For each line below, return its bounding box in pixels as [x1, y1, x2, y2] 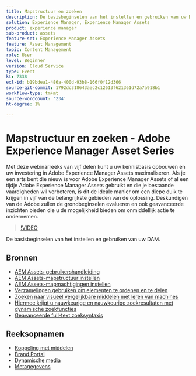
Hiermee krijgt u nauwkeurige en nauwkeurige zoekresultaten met [14, 299, 174, 306]
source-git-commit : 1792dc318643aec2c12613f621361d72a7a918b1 [6, 85, 160, 91]
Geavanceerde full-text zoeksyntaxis [14, 312, 103, 319]
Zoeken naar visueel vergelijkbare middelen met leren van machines [14, 293, 178, 300]
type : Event [6, 69, 35, 74]
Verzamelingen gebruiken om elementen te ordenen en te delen [14, 287, 168, 294]
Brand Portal [14, 351, 45, 358]
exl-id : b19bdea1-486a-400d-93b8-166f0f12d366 [6, 80, 121, 86]
